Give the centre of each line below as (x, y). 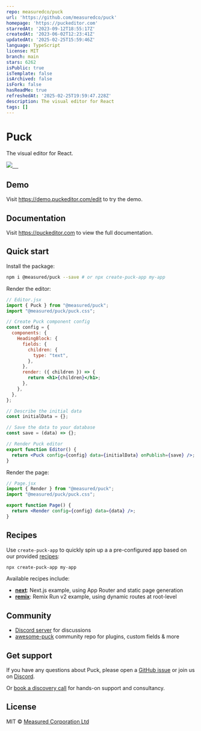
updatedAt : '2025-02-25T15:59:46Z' (51, 40)
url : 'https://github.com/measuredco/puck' (62, 17)
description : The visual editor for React (60, 101)
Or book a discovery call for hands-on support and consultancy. (86, 688)
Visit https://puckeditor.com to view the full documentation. (80, 233)
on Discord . (20, 677)
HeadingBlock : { (38, 338)
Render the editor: (29, 288)
